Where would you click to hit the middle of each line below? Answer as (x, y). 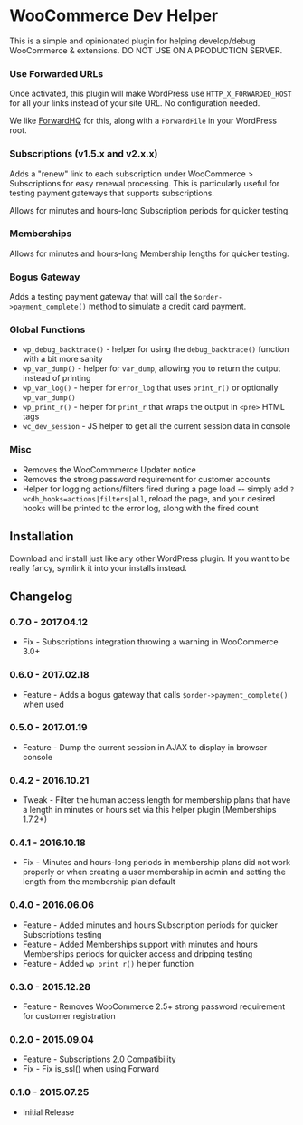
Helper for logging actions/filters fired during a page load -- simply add (155, 489)
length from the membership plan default (99, 882)
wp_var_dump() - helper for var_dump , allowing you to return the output (151, 368)
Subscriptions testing (62, 934)
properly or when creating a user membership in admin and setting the (154, 872)
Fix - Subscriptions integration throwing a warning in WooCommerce (150, 642)
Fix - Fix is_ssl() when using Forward (91, 1069)
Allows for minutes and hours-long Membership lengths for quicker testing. (149, 253)
